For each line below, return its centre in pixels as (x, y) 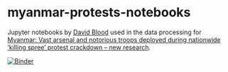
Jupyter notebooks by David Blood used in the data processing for (104, 32)
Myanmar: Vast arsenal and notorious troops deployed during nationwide (114, 39)
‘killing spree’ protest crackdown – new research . (79, 47)
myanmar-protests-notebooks (99, 12)
